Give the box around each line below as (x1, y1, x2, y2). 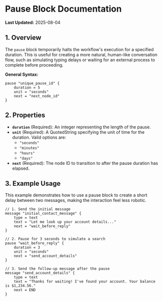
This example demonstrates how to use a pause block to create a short (5, 192, 147, 198)
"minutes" (19, 145, 40, 150)
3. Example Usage (5, 179, 61, 188)
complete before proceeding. (5, 62, 64, 68)
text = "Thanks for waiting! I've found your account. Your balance (14, 279, 156, 284)
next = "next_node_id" (14, 93, 60, 98)
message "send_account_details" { (5, 271, 75, 276)
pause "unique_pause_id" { (5, 81, 60, 86)
